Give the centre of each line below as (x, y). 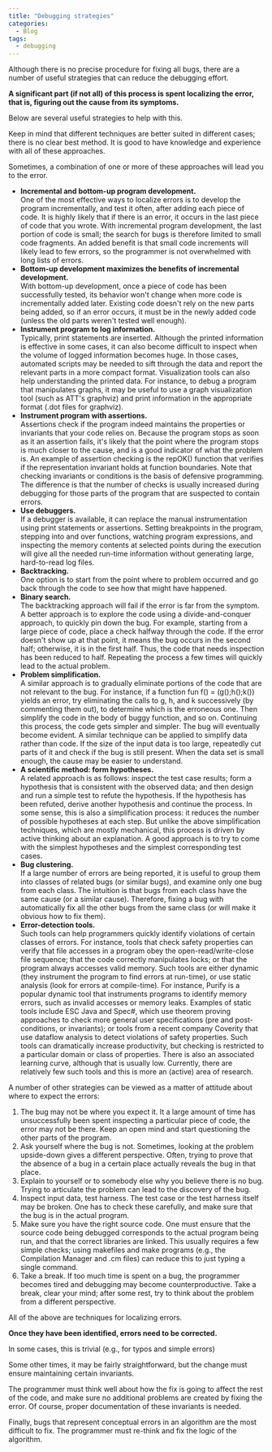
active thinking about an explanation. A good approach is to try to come (140, 839)
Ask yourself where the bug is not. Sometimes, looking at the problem (137, 1146)
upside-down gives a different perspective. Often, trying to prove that (136, 1155)
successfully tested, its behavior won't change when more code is (131, 295)
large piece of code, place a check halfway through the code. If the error (142, 631)
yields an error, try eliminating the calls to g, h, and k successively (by (137, 700)
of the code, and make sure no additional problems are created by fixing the (135, 1398)
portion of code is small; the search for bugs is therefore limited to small (140, 234)
